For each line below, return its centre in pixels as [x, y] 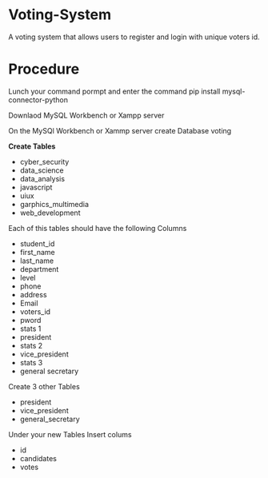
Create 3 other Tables [44, 386]
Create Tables [32, 146]
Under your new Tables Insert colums [70, 434]
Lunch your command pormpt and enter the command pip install [114, 91]
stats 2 [31, 345]
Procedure [44, 69]
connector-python [38, 100]
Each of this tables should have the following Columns [98, 228]
